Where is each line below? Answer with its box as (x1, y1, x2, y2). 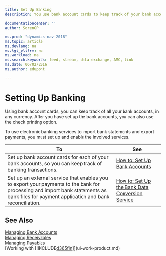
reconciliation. (7, 199, 41, 206)
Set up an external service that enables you (7, 174, 108, 181)
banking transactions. (7, 166, 58, 173)
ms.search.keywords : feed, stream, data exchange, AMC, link (5, 57, 134, 62)
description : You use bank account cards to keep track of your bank (5, 12, 152, 17)
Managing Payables (5, 240, 45, 246)
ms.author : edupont (5, 66, 45, 72)
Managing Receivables (5, 235, 52, 240)
